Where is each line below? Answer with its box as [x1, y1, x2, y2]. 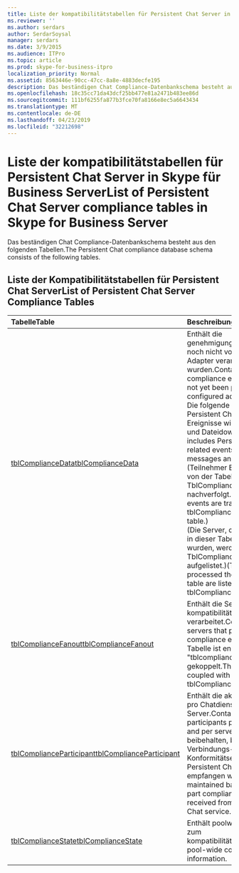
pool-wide [186, 845, 223, 855]
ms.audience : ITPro [7, 51, 65, 58]
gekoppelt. [186, 661, 223, 671]
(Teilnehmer [186, 463, 228, 472]
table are [186, 579, 217, 589]
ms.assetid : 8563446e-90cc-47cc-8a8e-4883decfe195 [7, 76, 161, 84]
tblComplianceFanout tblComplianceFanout [11, 639, 154, 649]
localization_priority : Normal [7, 70, 100, 77]
